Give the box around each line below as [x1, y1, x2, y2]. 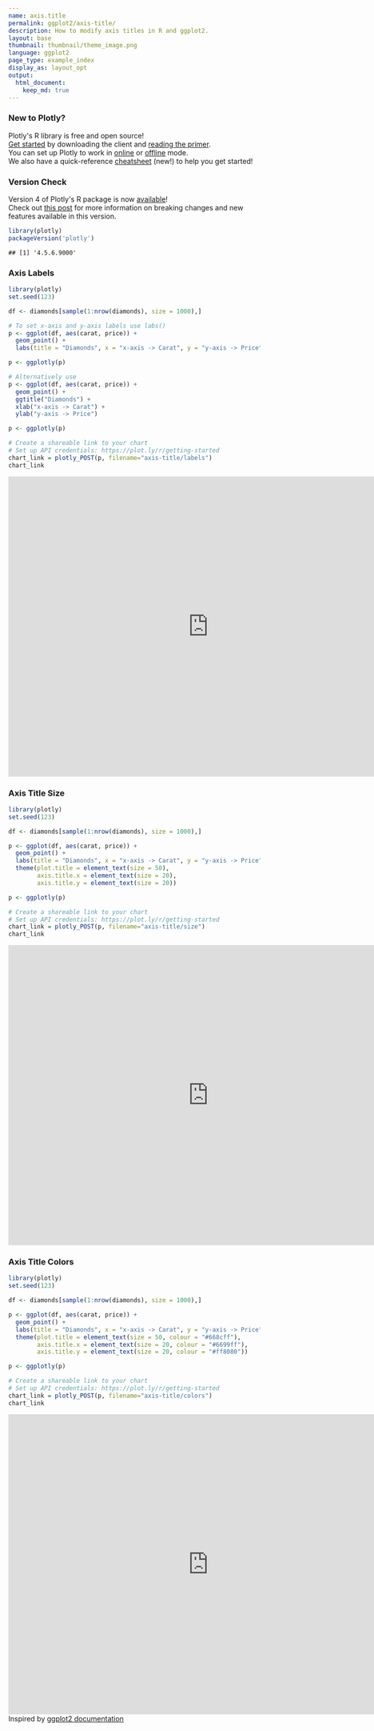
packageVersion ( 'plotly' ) [8, 234, 94, 242]
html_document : [15, 78, 66, 86]
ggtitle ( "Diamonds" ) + [15, 395, 91, 403]
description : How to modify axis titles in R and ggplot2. [8, 26, 209, 34]
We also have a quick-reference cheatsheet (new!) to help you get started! [8, 156, 253, 166]
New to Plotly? [8, 113, 66, 124]
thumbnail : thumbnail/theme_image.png [8, 42, 137, 50]
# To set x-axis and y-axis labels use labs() [8, 322, 166, 330]
